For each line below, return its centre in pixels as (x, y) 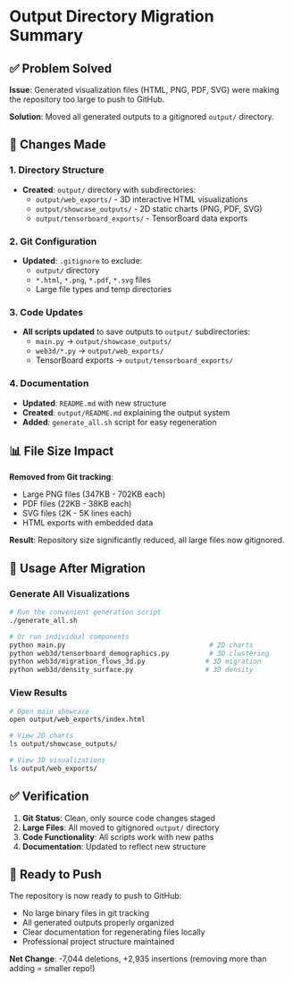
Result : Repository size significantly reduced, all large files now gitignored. (147, 540)
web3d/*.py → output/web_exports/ (100, 351)
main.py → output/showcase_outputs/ (104, 341)
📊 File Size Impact (62, 451)
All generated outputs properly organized (98, 923)
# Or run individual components (69, 636)
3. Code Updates (46, 312)
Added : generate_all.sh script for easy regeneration (119, 422)
